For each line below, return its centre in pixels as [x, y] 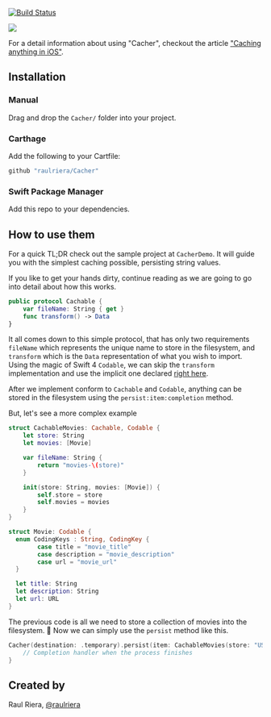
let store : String [54, 436]
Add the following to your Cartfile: [65, 156]
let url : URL [38, 599]
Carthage [27, 139]
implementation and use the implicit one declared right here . [108, 373]
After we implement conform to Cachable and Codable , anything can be [125, 389]
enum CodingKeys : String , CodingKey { [83, 539]
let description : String [57, 592]
